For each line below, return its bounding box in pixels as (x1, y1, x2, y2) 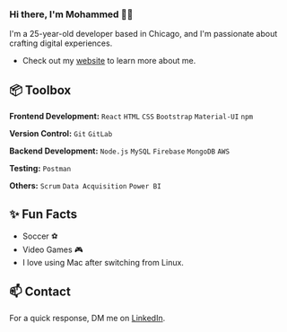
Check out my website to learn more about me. (22, 56, 196, 66)
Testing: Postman (9, 163, 72, 174)
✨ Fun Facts (9, 206, 78, 222)
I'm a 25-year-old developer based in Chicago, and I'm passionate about (9, 29, 278, 39)
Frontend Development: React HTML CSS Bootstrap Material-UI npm (9, 111, 254, 122)
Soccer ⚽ (22, 231, 58, 241)
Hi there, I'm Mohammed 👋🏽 (9, 8, 134, 21)
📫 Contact (9, 284, 72, 300)
